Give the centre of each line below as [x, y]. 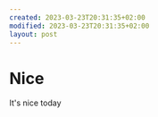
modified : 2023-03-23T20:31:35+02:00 [79, 26]
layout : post [33, 34]
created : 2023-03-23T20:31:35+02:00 [77, 17]
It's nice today [35, 103]
